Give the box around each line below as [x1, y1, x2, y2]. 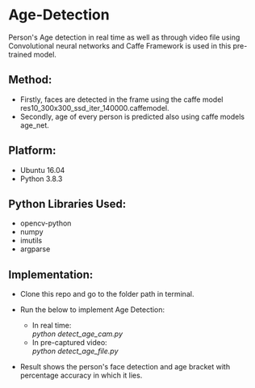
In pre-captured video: [31, 338, 107, 348]
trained [8, 49, 32, 59]
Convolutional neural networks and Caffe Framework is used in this [8, 40, 232, 50]
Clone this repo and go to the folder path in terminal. [19, 289, 194, 299]
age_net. [19, 120, 50, 130]
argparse [19, 244, 51, 254]
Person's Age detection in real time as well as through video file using [8, 32, 240, 42]
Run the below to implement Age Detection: [19, 305, 165, 314]
